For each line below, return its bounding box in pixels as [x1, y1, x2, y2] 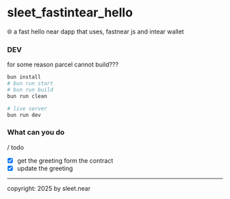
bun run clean [7, 92, 48, 100]
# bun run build [7, 86, 53, 93]
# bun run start [7, 80, 53, 87]
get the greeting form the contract [16, 156, 114, 165]
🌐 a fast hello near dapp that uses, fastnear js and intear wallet [7, 27, 184, 36]
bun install [7, 74, 41, 81]
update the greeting [16, 164, 73, 172]
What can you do [7, 128, 65, 137]
